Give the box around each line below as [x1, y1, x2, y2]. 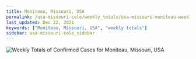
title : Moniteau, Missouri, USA [6, 8, 85, 15]
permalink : [6, 14, 33, 20]
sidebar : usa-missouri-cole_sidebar [6, 30, 95, 36]
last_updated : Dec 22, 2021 [6, 19, 75, 25]
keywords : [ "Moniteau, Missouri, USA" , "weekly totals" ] [6, 25, 148, 31]
